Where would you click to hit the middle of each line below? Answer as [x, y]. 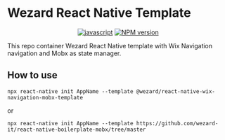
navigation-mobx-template [45, 97]
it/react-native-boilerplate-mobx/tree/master [77, 129]
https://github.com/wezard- [177, 123]
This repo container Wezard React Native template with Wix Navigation [110, 45]
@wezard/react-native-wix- [176, 91]
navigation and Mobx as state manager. [64, 53]
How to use [32, 75]
